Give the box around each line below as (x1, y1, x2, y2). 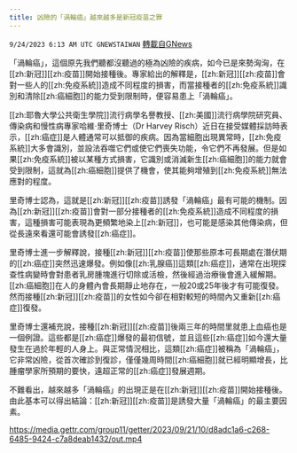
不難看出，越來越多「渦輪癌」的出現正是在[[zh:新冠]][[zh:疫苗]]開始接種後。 (9, 384, 287, 394)
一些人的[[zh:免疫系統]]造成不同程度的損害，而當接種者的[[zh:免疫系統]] (16, 79, 279, 90)
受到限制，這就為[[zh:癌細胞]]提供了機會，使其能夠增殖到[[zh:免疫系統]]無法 (9, 165, 287, 176)
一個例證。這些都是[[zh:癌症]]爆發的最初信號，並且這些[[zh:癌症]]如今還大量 (9, 332, 287, 342)
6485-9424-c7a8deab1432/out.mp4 (9, 433, 143, 444)
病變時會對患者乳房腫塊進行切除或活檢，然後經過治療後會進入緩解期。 (24, 269, 281, 279)
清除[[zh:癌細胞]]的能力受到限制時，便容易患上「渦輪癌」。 (24, 90, 238, 101)
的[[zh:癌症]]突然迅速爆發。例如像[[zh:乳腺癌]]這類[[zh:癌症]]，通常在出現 (9, 258, 279, 269)
